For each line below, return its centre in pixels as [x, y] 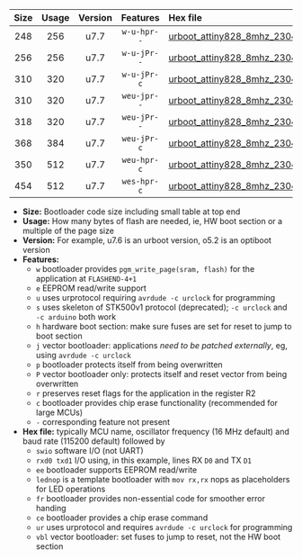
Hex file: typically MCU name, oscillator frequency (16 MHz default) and [156, 432]
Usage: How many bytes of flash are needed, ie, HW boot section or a [152, 221]
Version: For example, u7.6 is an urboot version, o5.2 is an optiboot [147, 240]
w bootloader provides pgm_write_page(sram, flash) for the [145, 269]
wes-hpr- [140, 181]
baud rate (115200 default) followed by [93, 441]
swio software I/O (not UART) [89, 451]
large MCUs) [59, 412]
